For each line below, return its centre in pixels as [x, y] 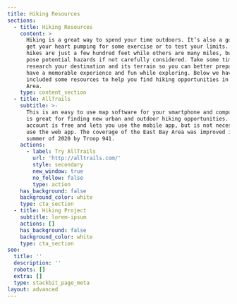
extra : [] [28, 276]
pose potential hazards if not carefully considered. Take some [122, 60]
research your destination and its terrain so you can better [119, 66]
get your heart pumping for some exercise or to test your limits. [127, 47]
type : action [52, 184]
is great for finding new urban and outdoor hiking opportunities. [127, 118]
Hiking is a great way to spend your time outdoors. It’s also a [124, 40]
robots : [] [30, 269]
